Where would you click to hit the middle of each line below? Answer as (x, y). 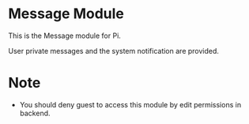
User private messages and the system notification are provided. (114, 51)
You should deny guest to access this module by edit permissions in (130, 104)
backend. (35, 113)
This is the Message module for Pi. (64, 36)
